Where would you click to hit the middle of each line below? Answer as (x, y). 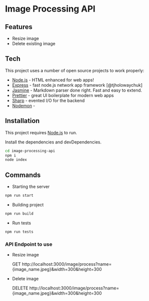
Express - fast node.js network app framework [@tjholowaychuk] (77, 85)
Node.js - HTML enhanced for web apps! (53, 80)
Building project (28, 205)
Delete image (25, 278)
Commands (23, 175)
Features (19, 27)
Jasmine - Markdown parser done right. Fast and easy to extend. (77, 90)
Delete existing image (34, 44)
